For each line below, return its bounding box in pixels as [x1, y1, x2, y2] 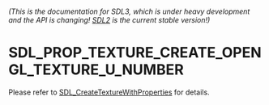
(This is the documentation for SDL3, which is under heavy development [8, 6, 250, 16]
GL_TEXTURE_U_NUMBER [8, 61, 184, 78]
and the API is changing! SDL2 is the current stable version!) [8, 15, 211, 24]
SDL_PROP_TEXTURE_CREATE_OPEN [8, 43, 262, 61]
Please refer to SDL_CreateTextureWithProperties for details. [8, 87, 210, 97]
